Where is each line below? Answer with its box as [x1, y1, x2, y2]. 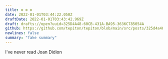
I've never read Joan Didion [5, 48, 62, 55]
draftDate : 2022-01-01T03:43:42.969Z [5, 16, 84, 21]
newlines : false [5, 30, 39, 35]
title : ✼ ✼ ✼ [5, 7, 32, 12]
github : [5, 26, 21, 31]
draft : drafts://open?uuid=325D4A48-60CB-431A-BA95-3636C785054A [5, 21, 144, 26]
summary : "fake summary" [5, 35, 57, 40]
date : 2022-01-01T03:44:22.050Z [5, 12, 72, 17]
